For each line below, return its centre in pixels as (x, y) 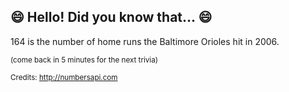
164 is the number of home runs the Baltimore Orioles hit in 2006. (145, 41)
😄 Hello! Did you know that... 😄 (111, 17)
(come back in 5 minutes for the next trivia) (84, 60)
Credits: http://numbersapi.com (64, 77)
